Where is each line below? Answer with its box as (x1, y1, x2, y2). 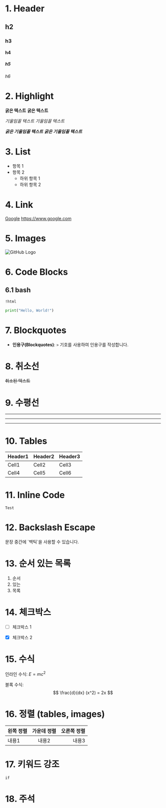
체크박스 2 (12, 635, 33, 641)
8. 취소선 (5, 361, 40, 372)
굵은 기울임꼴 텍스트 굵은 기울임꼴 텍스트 (5, 129, 83, 134)
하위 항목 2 (19, 181, 41, 188)
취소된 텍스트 (5, 378, 31, 384)
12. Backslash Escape (5, 522, 95, 533)
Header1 (7, 453, 29, 460)
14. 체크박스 (5, 607, 51, 618)
